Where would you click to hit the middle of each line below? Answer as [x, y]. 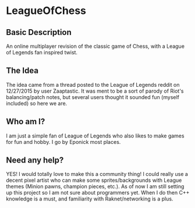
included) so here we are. [37, 103]
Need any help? [35, 161]
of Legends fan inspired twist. [42, 52]
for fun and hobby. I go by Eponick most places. [63, 142]
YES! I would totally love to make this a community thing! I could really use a [97, 174]
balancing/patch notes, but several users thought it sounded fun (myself [93, 97]
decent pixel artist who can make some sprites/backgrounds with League [94, 180]
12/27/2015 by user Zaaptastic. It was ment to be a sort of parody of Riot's [95, 91]
